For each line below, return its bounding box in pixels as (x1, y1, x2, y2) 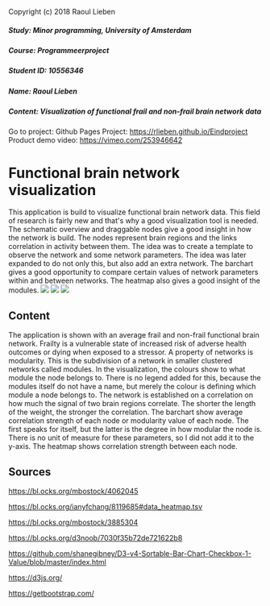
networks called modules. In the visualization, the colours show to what (8, 364, 246, 374)
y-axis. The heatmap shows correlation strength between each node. (8, 442, 238, 451)
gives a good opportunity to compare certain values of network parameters (8, 268, 259, 277)
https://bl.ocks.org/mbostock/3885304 (8, 517, 139, 527)
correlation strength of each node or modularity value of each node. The (8, 416, 249, 425)
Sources (8, 465, 52, 479)
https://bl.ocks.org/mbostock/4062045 (8, 487, 139, 496)
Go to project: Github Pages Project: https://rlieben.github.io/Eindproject (8, 127, 248, 136)
